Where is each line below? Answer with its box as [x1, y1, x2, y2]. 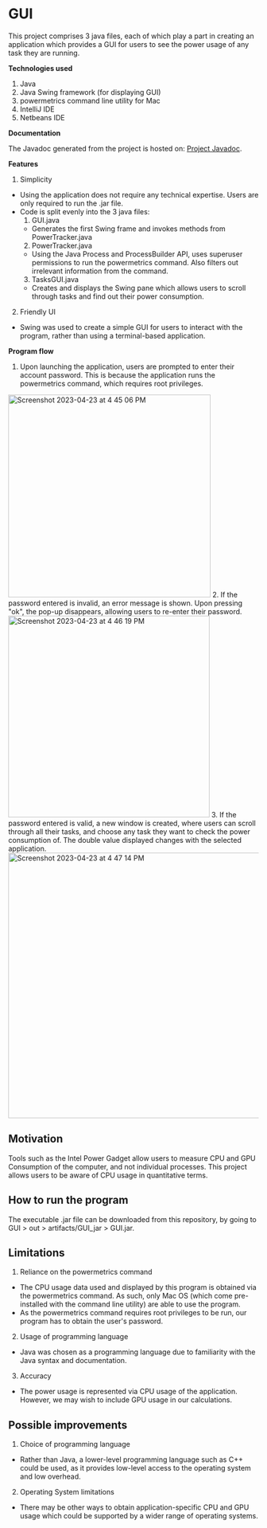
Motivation [8, 1132, 64, 1146]
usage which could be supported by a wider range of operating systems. [19, 1511, 258, 1521]
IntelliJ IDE [19, 104, 55, 114]
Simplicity [19, 174, 52, 184]
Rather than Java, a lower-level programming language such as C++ [19, 1455, 244, 1464]
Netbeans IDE [19, 112, 65, 122]
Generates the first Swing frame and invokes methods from [31, 224, 226, 233]
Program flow [8, 346, 54, 355]
